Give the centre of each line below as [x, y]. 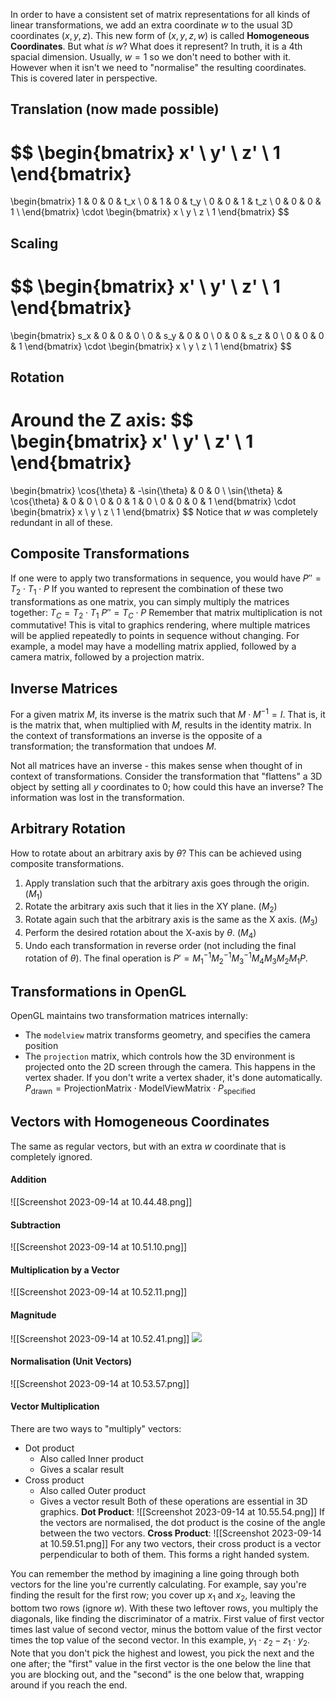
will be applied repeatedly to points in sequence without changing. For [155, 636]
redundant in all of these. [61, 522]
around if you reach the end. [69, 1685]
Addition [28, 1180]
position [41, 1046]
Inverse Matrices [64, 688]
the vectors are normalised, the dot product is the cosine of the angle [182, 1522]
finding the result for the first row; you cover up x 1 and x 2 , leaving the [153, 1596]
